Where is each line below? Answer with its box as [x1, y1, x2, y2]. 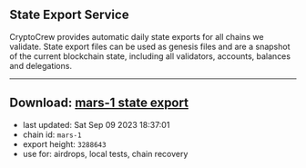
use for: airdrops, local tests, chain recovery [22, 148, 189, 159]
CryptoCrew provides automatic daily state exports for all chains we [9, 31, 264, 42]
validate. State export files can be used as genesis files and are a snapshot [9, 41, 291, 52]
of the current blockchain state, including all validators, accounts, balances [9, 50, 291, 62]
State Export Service [9, 7, 129, 23]
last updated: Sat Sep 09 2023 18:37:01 [22, 119, 170, 130]
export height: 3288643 [22, 138, 107, 149]
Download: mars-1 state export [9, 95, 189, 111]
